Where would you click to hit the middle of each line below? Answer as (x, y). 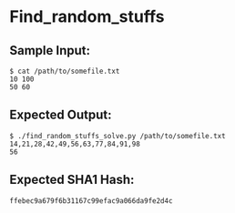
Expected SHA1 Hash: (72, 180)
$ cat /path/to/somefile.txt (65, 71)
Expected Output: (61, 115)
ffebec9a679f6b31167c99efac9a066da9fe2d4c (91, 201)
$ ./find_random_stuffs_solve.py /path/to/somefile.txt (117, 136)
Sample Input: (50, 51)
